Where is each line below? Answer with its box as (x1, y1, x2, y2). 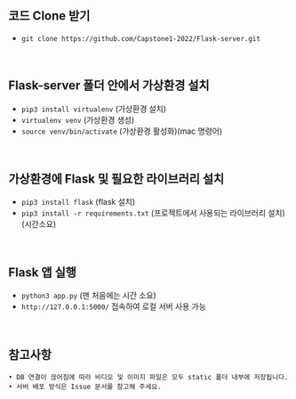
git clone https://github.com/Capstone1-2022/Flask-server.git (20, 34, 261, 43)
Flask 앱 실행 (8, 265, 77, 280)
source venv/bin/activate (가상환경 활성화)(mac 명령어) (20, 126, 223, 136)
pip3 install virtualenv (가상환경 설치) (20, 103, 166, 114)
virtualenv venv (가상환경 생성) (20, 114, 135, 125)
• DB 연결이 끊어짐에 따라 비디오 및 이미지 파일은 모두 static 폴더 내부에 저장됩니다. (8, 373, 289, 382)
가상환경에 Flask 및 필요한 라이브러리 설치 (8, 172, 225, 187)
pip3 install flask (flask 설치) (20, 197, 136, 208)
